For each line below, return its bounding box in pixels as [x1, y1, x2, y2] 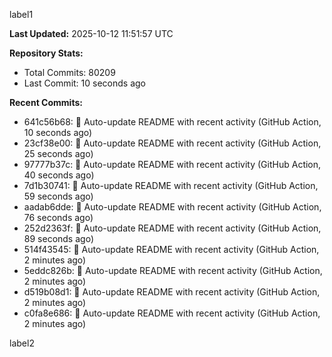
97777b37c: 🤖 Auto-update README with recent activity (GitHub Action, [23, 159, 322, 170]
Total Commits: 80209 [23, 67, 116, 78]
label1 [9, 9, 34, 20]
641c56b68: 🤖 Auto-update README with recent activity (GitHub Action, [23, 116, 322, 128]
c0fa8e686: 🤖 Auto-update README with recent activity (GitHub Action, [23, 307, 321, 319]
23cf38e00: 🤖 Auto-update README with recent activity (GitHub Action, [23, 137, 322, 149]
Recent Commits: [9, 97, 83, 108]
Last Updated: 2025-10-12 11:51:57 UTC [9, 28, 174, 39]
